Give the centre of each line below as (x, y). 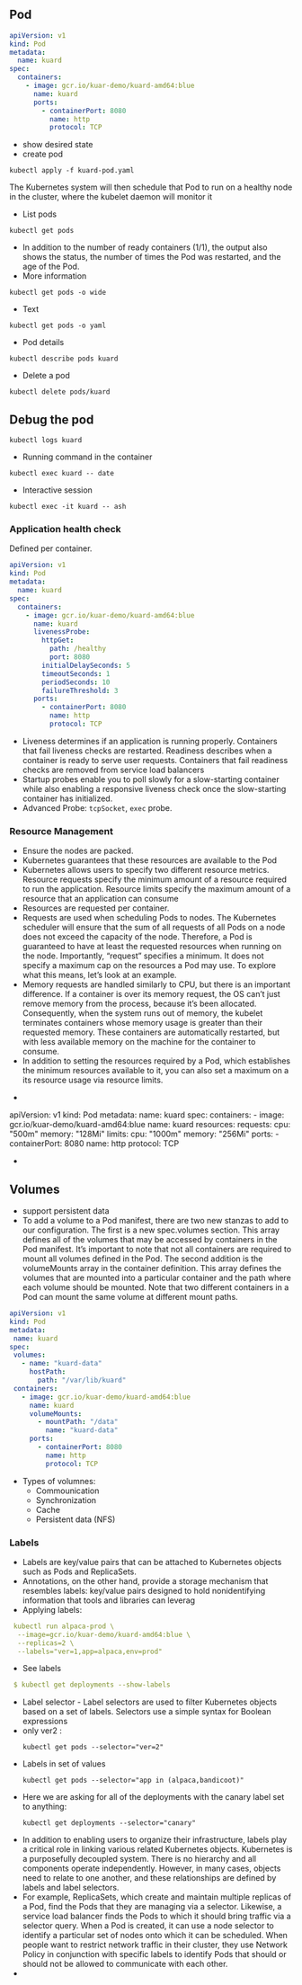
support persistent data (66, 1211)
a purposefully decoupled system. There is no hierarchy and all (139, 1859)
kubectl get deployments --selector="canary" (109, 1823)
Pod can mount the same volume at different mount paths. (130, 1297)
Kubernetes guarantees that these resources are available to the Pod (149, 860)
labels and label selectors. (71, 1888)
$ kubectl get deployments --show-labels (92, 1685)
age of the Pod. (51, 267)
